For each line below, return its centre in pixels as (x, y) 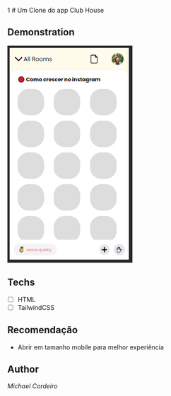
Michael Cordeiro (33, 386)
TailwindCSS (36, 307)
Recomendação (43, 330)
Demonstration (41, 32)
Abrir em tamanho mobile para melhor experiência (91, 347)
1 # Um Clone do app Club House (56, 10)
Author (23, 369)
